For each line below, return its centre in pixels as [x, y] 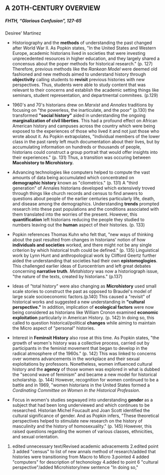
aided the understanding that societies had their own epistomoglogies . [85, 261]
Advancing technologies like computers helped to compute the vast [81, 172]
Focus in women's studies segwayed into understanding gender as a [82, 400]
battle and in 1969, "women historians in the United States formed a [81, 385]
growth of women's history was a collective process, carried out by [81, 343]
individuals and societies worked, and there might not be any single [82, 245]
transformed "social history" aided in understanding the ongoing [79, 115]
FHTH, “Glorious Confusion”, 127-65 [43, 21]
